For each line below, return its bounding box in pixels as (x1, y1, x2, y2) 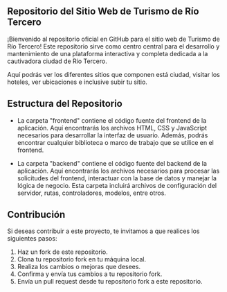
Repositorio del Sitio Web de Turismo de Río (7, 6, 199, 17)
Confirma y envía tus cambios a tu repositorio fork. (17, 270, 163, 278)
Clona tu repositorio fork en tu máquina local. (17, 255, 147, 264)
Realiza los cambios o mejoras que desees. (17, 263, 140, 271)
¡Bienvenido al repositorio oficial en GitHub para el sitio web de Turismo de (7, 35, 220, 43)
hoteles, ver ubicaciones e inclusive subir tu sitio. (7, 78, 147, 86)
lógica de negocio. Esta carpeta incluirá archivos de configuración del (17, 181, 217, 189)
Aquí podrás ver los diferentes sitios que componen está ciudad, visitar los (7, 70, 220, 78)
